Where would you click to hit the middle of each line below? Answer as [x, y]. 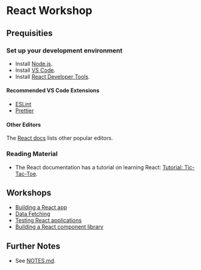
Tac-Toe [26, 174]
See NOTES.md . [35, 261]
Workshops [29, 193]
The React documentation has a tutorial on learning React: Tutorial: [99, 167]
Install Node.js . [34, 63]
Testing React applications [48, 221]
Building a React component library [59, 227]
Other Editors [24, 124]
